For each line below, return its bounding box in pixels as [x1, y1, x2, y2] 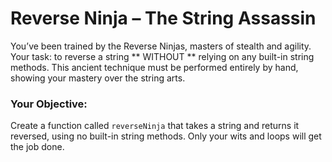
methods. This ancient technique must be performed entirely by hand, [10, 61, 299, 73]
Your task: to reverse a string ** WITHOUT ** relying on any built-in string [10, 50, 315, 62]
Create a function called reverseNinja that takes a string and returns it [10, 120, 300, 132]
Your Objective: [10, 97, 88, 111]
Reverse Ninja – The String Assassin [10, 7, 317, 30]
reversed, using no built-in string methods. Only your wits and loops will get [10, 130, 322, 142]
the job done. [10, 141, 65, 153]
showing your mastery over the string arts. [10, 72, 186, 84]
